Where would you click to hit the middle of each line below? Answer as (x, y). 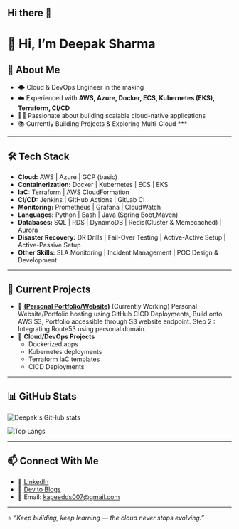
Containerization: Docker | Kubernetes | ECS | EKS (93, 185)
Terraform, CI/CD (44, 108)
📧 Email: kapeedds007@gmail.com (69, 497)
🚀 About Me (34, 69)
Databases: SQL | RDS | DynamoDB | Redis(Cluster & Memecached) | (119, 223)
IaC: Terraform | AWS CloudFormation (73, 192)
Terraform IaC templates (64, 359)
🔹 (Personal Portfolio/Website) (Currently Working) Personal (107, 306)
